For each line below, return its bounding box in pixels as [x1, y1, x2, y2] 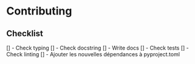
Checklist [6, 28, 44, 39]
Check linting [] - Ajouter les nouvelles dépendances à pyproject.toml [6, 51, 180, 58]
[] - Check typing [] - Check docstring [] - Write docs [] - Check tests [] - [6, 44, 190, 51]
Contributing [6, 4, 72, 18]
